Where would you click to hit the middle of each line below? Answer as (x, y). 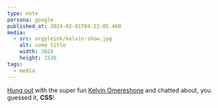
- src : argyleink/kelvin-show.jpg (63, 39)
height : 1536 (38, 58)
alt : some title (43, 45)
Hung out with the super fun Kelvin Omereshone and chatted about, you (109, 90)
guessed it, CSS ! (31, 97)
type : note (23, 13)
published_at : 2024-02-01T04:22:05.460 (64, 26)
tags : (15, 64)
